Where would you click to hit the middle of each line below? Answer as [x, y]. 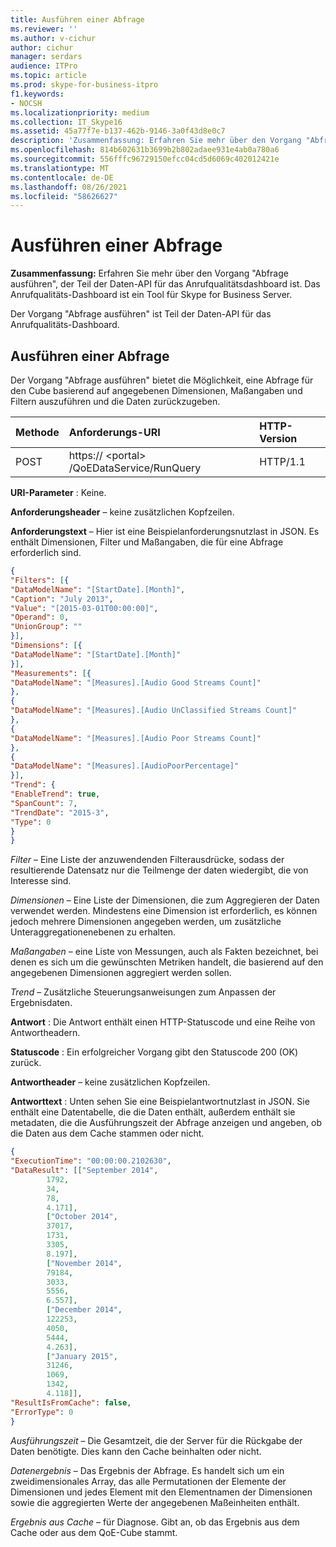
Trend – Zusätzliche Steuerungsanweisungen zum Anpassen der [143, 992]
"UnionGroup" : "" [46, 627]
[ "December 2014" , [84, 1310]
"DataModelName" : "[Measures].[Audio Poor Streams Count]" [136, 738]
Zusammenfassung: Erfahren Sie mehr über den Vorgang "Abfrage [149, 273]
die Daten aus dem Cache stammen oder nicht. [107, 1133]
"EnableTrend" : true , [55, 794]
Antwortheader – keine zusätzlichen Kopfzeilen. [110, 1082]
